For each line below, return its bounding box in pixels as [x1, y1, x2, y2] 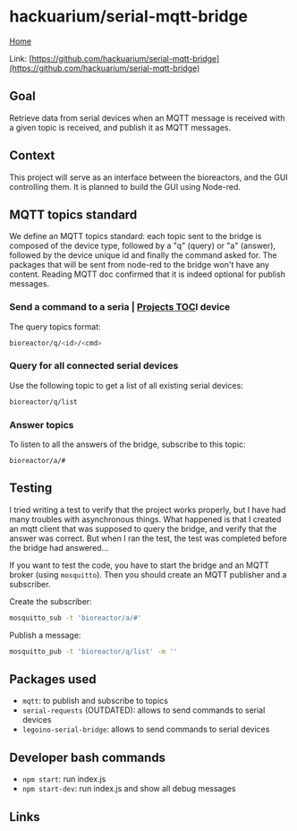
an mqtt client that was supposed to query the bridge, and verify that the [9, 523, 277, 534]
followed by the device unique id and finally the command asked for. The [9, 250, 277, 261]
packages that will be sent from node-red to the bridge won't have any [9, 260, 270, 270]
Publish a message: [9, 630, 81, 640]
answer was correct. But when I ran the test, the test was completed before [9, 533, 288, 544]
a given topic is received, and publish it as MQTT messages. [9, 122, 231, 133]
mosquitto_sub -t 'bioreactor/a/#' [9, 613, 142, 622]
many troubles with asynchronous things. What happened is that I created [9, 513, 282, 525]
